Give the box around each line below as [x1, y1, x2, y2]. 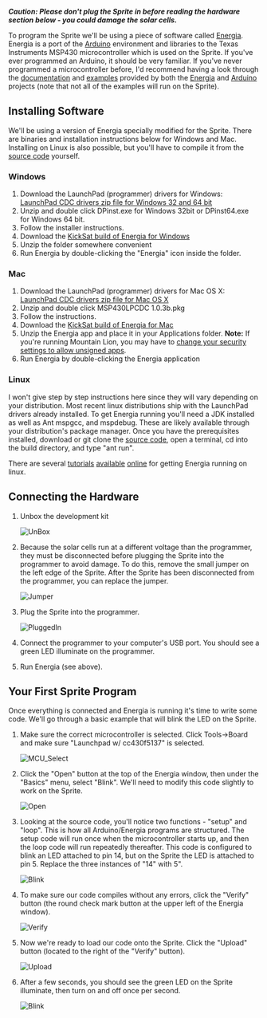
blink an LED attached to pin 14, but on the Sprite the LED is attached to [19, 851, 255, 860]
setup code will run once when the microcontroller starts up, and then [19, 834, 249, 843]
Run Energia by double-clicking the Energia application [19, 354, 201, 364]
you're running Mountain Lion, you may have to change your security [19, 337, 247, 347]
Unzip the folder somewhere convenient [19, 240, 152, 250]
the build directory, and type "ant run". [8, 442, 135, 453]
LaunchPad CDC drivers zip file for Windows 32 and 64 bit [19, 198, 213, 207]
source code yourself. [8, 151, 80, 160]
